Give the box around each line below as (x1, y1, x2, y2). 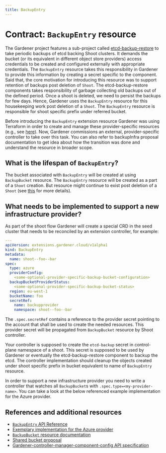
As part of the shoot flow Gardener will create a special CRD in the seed (5, 223, 153, 229)
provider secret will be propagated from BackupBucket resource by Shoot (5, 327, 154, 333)
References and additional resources (5, 408, 122, 416)
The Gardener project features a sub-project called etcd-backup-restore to (5, 45, 159, 51)
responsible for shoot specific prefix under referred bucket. (5, 108, 127, 114)
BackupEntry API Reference (12, 421, 68, 427)
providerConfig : (9, 270, 43, 276)
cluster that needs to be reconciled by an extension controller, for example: (5, 228, 159, 234)
